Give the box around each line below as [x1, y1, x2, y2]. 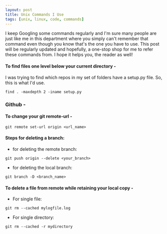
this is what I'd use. [5, 80, 45, 86]
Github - [5, 101, 26, 108]
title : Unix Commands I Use [5, 12, 64, 17]
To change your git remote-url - [5, 113, 73, 119]
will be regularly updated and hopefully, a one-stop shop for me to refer [5, 46, 153, 53]
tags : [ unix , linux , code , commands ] [5, 17, 84, 22]
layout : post [5, 7, 33, 13]
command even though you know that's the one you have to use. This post [5, 41, 159, 47]
